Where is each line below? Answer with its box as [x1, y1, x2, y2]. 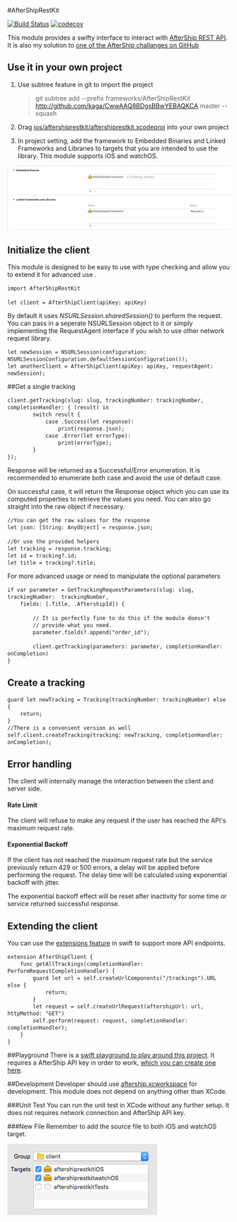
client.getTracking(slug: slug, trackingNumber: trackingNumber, [7, 397, 204, 404]
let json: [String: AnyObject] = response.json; [7, 524, 154, 531]
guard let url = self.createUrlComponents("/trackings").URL [33, 975, 217, 982]
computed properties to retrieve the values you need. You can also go [7, 495, 211, 504]
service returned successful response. [7, 900, 120, 908]
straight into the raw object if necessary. [7, 502, 125, 511]
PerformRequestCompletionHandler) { [7, 968, 115, 975]
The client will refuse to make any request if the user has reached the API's [7, 816, 226, 825]
